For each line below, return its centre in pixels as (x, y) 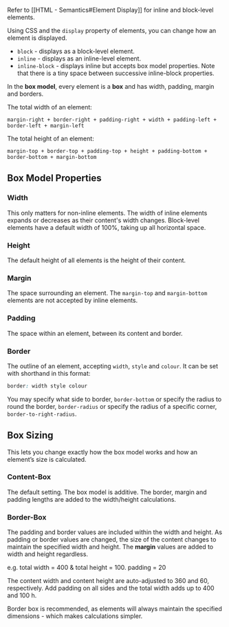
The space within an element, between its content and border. (95, 333)
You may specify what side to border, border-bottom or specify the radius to (115, 399)
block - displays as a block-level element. (76, 51)
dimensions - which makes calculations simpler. (75, 616)
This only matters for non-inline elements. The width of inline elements (107, 213)
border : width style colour (47, 386)
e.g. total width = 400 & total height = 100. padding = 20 (87, 568)
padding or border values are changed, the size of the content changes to (112, 540)
